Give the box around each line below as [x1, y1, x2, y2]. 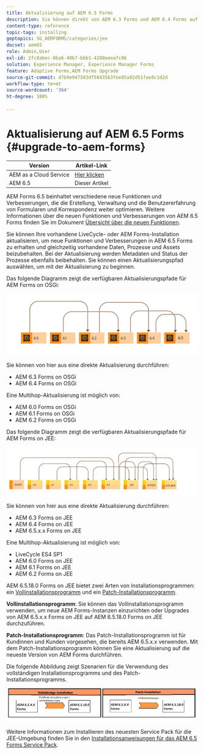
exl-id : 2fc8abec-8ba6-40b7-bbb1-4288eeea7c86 [6, 55, 127, 61]
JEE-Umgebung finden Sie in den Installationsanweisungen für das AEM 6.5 [6, 734, 197, 742]
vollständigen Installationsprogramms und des [6, 669, 123, 677]
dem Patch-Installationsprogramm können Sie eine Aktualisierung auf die [6, 645, 191, 652]
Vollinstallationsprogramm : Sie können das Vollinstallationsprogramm [6, 600, 184, 607]
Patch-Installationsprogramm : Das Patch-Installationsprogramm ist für [6, 632, 186, 639]
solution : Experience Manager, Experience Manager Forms [6, 61, 155, 67]
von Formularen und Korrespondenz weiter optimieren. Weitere [6, 206, 165, 213]
